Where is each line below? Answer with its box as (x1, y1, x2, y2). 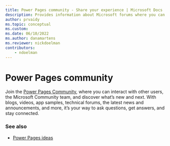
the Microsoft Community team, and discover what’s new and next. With (5, 94, 157, 100)
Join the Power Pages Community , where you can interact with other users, (5, 89, 164, 95)
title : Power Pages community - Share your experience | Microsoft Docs (5, 7, 163, 13)
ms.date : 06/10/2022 (5, 31, 49, 36)
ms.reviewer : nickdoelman (5, 41, 60, 46)
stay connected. (5, 110, 39, 116)
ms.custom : (5, 26, 29, 32)
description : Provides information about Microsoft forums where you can (5, 12, 165, 17)
